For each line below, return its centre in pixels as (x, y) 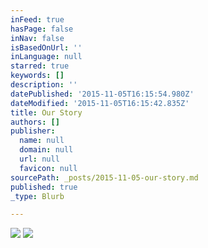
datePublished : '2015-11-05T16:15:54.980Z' (102, 94)
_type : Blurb (37, 196)
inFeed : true (37, 19)
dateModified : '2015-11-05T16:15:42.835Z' (100, 103)
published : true (44, 187)
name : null (42, 141)
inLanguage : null (46, 57)
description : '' (44, 85)
